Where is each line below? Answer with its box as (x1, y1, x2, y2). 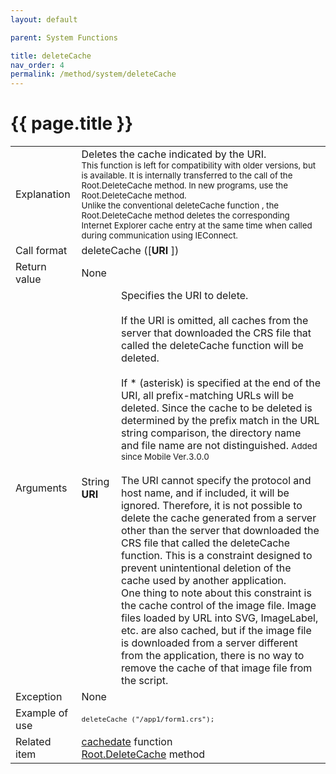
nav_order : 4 (10, 60, 65, 70)
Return (15, 260, 47, 274)
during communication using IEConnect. (81, 230, 238, 241)
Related (15, 735, 52, 749)
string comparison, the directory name (120, 426, 302, 440)
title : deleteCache (10, 51, 92, 61)
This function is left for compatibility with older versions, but (81, 160, 317, 171)
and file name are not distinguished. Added (120, 439, 318, 453)
